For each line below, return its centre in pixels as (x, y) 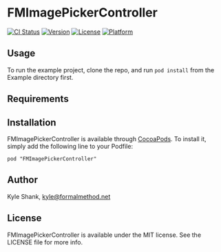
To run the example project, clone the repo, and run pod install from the (111, 70)
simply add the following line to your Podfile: (70, 146)
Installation (32, 122)
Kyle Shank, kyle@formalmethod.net (59, 196)
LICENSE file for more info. (45, 242)
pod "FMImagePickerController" (52, 159)
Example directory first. (40, 77)
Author (22, 180)
